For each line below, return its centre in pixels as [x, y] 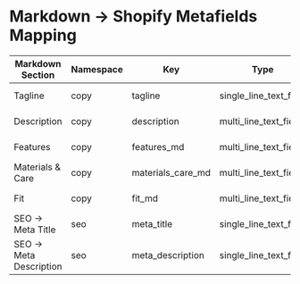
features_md [158, 146]
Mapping [43, 35]
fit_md [145, 198]
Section [38, 75]
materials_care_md [171, 172]
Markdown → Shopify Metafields [133, 17]
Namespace [97, 69]
